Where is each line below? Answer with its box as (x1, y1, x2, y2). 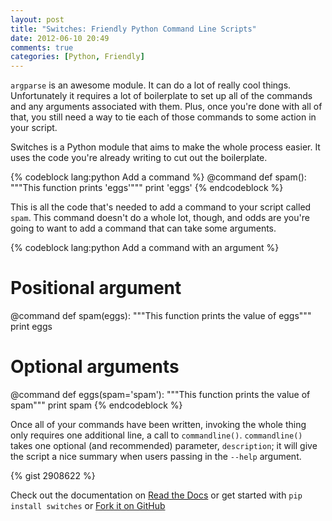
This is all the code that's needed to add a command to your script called (10, 201, 312, 213)
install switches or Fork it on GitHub (10, 500, 166, 511)
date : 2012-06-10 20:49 (10, 33, 110, 43)
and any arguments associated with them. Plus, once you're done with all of (10, 101, 323, 113)
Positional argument (10, 277, 182, 300)
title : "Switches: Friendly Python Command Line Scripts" (10, 24, 257, 34)
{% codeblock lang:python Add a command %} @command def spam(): (10, 171, 307, 183)
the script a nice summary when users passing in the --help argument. (10, 451, 302, 462)
